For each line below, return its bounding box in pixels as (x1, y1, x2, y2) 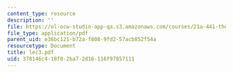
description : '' (7, 17, 54, 24)
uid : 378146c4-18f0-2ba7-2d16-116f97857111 (7, 56, 135, 63)
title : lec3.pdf (7, 49, 54, 56)
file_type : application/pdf (7, 29, 89, 37)
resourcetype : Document (7, 42, 76, 49)
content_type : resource (7, 10, 76, 17)
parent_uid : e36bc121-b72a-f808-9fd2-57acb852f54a (7, 36, 157, 43)
